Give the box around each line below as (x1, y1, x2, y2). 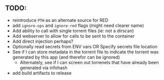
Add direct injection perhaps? (12, 38, 73, 44)
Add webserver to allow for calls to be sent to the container (12, 33, 135, 39)
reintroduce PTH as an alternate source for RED (12, 17, 108, 23)
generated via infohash (19, 65, 67, 71)
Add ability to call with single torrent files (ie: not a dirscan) (12, 27, 134, 34)
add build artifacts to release (12, 70, 71, 76)
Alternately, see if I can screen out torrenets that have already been (19, 59, 159, 65)
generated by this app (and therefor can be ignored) (12, 54, 120, 60)
